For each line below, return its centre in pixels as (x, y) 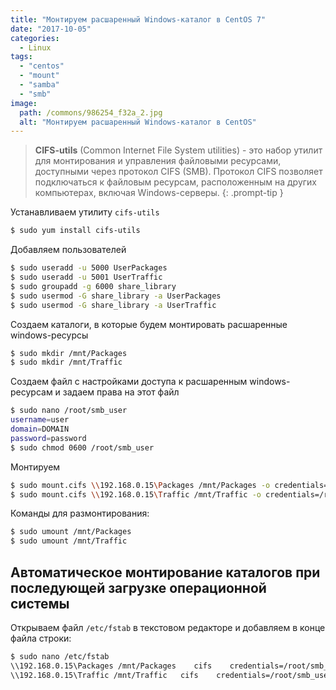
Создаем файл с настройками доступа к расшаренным (129, 382)
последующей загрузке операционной (138, 587)
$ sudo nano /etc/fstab (60, 656)
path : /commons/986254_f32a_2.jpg (91, 112)
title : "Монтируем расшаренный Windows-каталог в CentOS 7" (138, 19)
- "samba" (39, 85)
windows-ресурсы (49, 335)
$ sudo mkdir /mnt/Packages (69, 353)
